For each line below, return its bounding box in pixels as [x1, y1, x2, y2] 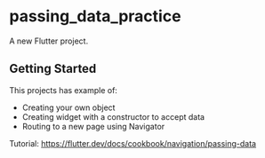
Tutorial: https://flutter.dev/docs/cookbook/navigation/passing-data [9, 138, 256, 148]
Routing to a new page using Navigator [21, 121, 165, 131]
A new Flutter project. [9, 36, 89, 46]
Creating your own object [21, 102, 116, 113]
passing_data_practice [9, 6, 181, 27]
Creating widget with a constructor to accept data [21, 111, 205, 122]
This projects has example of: [9, 84, 118, 95]
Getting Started [9, 61, 97, 76]
